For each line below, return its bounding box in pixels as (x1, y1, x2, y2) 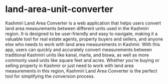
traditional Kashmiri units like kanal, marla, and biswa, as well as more (5, 51, 149, 58)
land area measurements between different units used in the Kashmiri (5, 25, 149, 31)
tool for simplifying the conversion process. (5, 73, 95, 79)
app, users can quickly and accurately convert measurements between (5, 46, 152, 52)
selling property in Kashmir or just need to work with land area (5, 62, 134, 68)
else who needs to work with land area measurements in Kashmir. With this (5, 41, 160, 47)
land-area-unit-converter (5, 3, 114, 15)
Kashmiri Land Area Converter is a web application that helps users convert (5, 20, 161, 26)
